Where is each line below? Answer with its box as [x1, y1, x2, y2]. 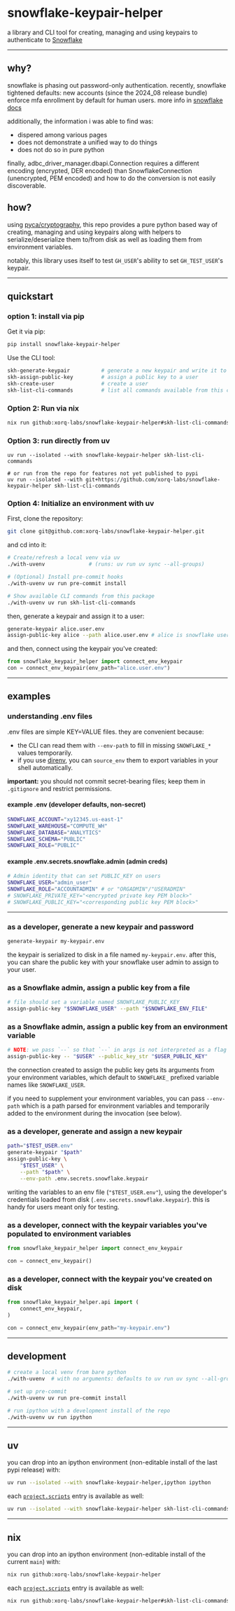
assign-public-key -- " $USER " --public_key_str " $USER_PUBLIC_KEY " [7, 1053, 208, 1060]
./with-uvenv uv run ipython [7, 1413, 92, 1420]
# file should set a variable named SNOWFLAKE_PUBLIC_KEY [7, 999, 180, 1006]
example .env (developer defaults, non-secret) [7, 800, 146, 809]
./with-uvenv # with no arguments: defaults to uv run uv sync [7, 1376, 199, 1383]
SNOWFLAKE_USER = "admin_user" [7, 879, 92, 886]
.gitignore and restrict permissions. [7, 784, 112, 793]
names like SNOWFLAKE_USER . [7, 1081, 86, 1089]
